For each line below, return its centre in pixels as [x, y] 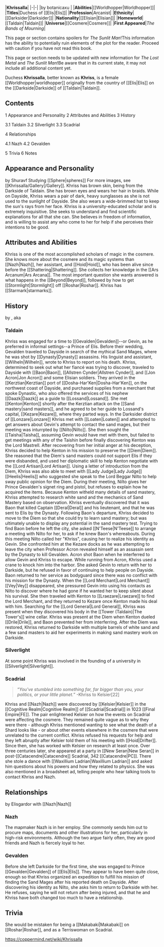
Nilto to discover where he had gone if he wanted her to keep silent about [79, 591]
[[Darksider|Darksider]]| [29, 18]
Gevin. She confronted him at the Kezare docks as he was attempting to [78, 544]
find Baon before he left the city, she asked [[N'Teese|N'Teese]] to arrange [81, 528]
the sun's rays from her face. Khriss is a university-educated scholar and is [81, 206]
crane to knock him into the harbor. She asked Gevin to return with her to [79, 565]
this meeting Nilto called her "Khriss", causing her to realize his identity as [80, 539]
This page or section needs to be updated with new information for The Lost [82, 58]
